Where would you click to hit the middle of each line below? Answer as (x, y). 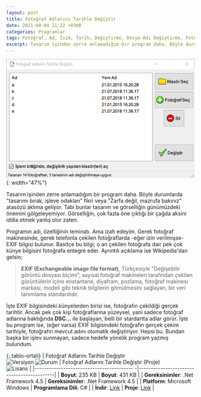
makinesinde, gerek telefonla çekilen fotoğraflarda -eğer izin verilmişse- (95, 238)
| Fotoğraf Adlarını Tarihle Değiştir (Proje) (109, 362)
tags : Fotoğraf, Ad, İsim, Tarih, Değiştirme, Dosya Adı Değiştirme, (95, 38)
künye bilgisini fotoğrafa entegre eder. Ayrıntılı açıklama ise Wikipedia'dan (97, 251)
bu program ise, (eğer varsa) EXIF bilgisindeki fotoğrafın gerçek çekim (93, 325)
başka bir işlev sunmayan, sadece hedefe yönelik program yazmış (87, 338)
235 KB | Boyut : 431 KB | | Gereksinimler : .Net (136, 375)
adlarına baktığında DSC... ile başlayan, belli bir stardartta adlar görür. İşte (97, 319)
